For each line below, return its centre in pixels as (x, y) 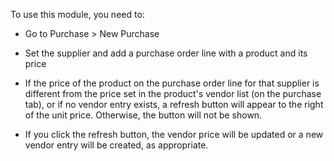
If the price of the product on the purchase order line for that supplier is (172, 83)
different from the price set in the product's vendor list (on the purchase (173, 93)
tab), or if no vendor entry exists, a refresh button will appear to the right (174, 104)
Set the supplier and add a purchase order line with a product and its (166, 53)
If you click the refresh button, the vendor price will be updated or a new (174, 134)
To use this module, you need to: (77, 14)
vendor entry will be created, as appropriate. (116, 145)
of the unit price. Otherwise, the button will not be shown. (143, 115)
